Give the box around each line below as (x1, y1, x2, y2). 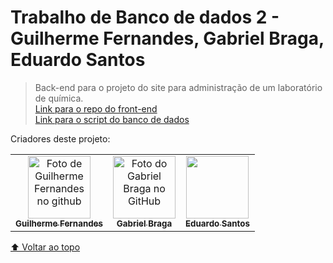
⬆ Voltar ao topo (10, 241, 81, 253)
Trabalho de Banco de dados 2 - (10, 6, 280, 29)
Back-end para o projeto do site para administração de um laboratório (34, 81, 323, 93)
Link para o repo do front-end (34, 102, 158, 115)
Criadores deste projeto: (10, 132, 111, 145)
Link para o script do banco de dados (34, 113, 190, 125)
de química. (34, 92, 84, 104)
